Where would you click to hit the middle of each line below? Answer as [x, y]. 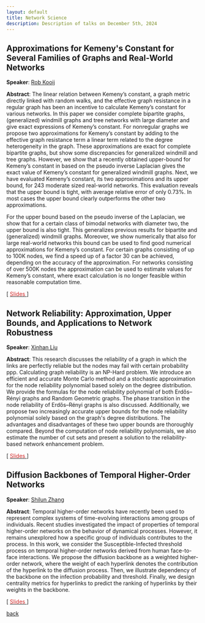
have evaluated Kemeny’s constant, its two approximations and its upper [97, 179]
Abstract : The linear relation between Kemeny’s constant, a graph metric [99, 94]
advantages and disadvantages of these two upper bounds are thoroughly [100, 424]
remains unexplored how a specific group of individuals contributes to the [99, 537]
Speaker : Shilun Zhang [35, 499]
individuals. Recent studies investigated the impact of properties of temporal [102, 524]
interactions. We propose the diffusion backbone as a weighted [99, 557]
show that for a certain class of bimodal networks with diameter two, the [98, 223]
